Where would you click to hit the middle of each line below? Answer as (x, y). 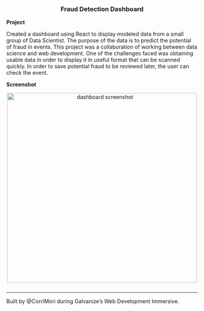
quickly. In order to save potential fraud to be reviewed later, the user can (98, 66)
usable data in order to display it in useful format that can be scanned (93, 60)
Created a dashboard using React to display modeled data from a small (95, 34)
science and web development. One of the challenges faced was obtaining (100, 53)
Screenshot (21, 84)
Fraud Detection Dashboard (102, 9)
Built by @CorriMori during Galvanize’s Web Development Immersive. (93, 301)
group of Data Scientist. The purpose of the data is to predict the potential (99, 41)
